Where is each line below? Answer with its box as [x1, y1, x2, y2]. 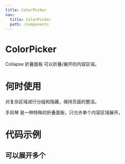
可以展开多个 [5, 151, 46, 159]
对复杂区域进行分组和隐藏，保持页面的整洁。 [5, 99, 99, 105]
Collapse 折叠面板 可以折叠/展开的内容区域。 [5, 61, 99, 67]
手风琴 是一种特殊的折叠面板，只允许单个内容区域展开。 [5, 110, 123, 116]
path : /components [10, 21, 49, 27]
